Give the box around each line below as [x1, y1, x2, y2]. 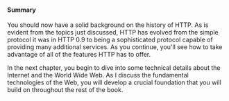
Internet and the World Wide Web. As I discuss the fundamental [7, 71, 189, 80]
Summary [7, 6, 36, 14]
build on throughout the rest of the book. [7, 86, 124, 94]
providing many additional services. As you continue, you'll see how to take [7, 43, 223, 51]
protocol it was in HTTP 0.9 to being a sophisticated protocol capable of [7, 35, 213, 44]
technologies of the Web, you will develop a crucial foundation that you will [7, 78, 222, 86]
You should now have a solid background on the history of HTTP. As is [7, 21, 209, 29]
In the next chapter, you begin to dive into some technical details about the [7, 64, 221, 72]
